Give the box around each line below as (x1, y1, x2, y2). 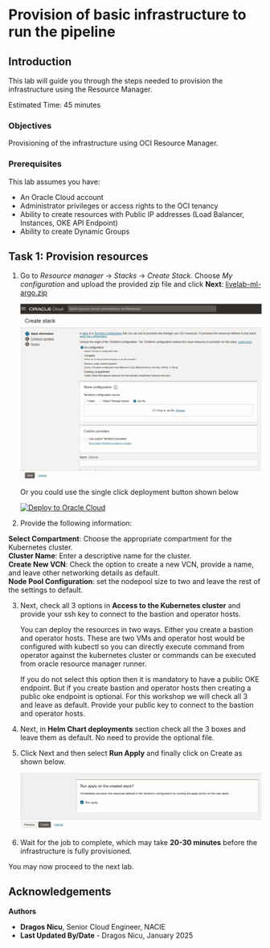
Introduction (8, 55, 72, 68)
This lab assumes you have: (8, 177, 100, 186)
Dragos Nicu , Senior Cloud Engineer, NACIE (19, 921, 166, 931)
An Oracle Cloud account (19, 192, 104, 202)
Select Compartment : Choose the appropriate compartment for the (8, 533, 233, 543)
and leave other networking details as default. (8, 568, 161, 578)
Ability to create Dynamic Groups (19, 227, 130, 236)
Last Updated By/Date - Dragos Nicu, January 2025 (19, 930, 194, 940)
